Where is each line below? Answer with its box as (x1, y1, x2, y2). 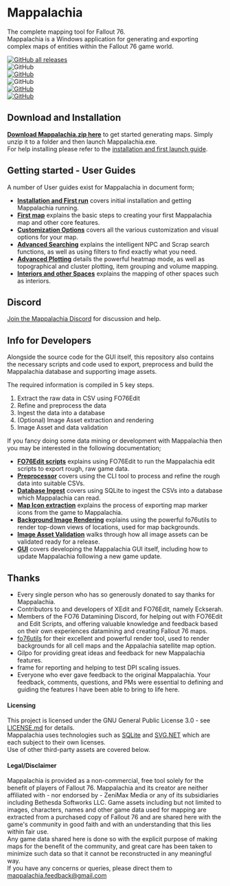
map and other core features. (16, 218, 100, 226)
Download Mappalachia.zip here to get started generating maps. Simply (7, 130, 214, 138)
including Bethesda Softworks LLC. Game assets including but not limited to (7, 799, 222, 807)
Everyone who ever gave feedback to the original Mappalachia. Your (16, 671, 211, 678)
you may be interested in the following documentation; (7, 444, 161, 452)
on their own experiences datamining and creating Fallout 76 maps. (16, 627, 208, 635)
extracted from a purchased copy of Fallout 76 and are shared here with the (7, 813, 222, 821)
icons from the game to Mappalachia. (16, 509, 124, 517)
